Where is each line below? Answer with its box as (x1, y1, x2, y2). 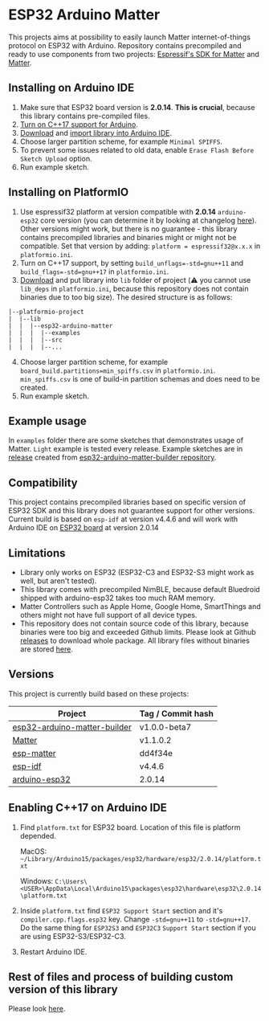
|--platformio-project (8, 308, 84, 316)
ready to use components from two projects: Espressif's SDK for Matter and (8, 49, 259, 59)
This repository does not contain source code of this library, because (19, 619, 249, 628)
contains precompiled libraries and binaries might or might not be (19, 232, 237, 242)
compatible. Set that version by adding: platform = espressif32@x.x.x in (19, 241, 261, 251)
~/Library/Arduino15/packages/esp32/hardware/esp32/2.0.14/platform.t (19, 855, 262, 863)
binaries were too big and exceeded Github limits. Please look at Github (19, 627, 257, 636)
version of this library (8, 982, 118, 997)
